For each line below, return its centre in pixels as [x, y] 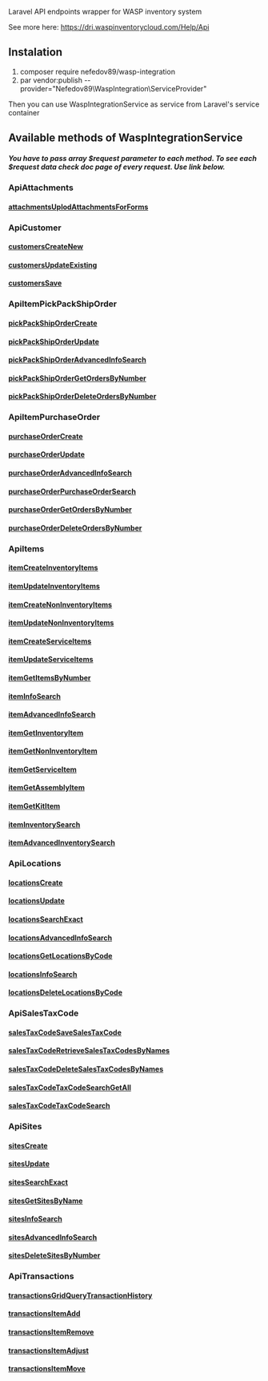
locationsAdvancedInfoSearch [60, 938]
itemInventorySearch [44, 824]
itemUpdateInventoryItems [54, 586]
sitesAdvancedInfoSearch [53, 1237]
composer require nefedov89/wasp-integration [98, 71]
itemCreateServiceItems [50, 641]
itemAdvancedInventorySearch [62, 843]
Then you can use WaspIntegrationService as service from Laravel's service [134, 104]
